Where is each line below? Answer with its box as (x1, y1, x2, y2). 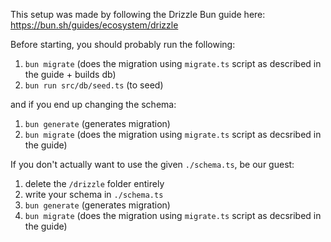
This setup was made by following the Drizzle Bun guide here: (10, 9, 266, 20)
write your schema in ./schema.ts (24, 189, 164, 200)
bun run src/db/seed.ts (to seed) (24, 79, 164, 91)
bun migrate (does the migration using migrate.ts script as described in (24, 58, 322, 69)
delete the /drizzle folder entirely (24, 178, 165, 189)
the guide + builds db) (24, 69, 117, 80)
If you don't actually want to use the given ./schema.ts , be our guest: (10, 159, 295, 170)
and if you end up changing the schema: (10, 99, 177, 110)
